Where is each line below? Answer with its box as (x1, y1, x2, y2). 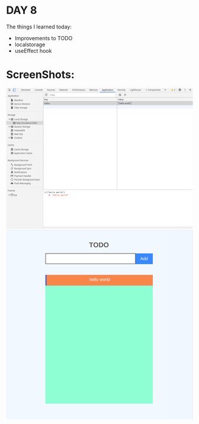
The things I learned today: (6, 23, 72, 30)
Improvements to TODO (14, 34, 73, 41)
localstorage (14, 41, 46, 48)
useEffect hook (14, 47, 52, 54)
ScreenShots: (6, 68, 75, 82)
